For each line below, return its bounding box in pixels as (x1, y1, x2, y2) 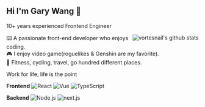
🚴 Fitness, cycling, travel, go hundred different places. (6, 58, 142, 66)
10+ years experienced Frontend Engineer (6, 22, 112, 29)
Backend (6, 94, 29, 101)
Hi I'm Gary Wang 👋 (6, 6, 81, 16)
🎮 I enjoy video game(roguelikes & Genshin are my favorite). (6, 50, 160, 57)
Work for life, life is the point (6, 71, 77, 78)
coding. (6, 43, 26, 50)
